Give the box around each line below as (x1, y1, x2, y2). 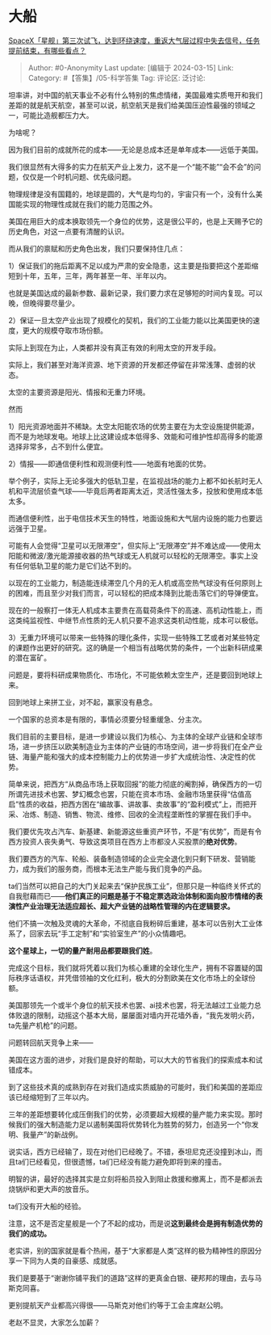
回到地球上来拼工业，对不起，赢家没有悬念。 (8, 697, 157, 707)
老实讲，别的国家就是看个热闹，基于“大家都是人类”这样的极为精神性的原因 (8, 1245, 256, 1255)
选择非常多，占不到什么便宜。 (8, 441, 107, 451)
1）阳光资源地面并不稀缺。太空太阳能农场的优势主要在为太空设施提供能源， (8, 421, 259, 431)
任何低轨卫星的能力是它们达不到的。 (15, 561, 135, 571)
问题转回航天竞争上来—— (8, 1038, 94, 1047)
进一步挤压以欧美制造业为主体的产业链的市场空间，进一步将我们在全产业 (22, 741, 263, 752)
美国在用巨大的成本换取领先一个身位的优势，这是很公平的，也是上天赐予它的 (8, 216, 263, 226)
